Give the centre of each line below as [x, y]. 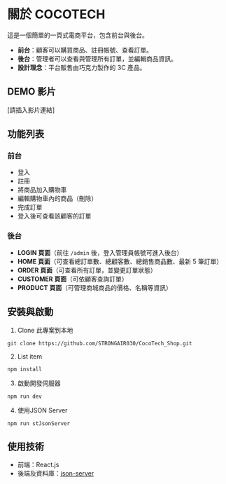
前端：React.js [38, 465]
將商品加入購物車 [42, 190]
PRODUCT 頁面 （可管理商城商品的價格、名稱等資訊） [95, 287]
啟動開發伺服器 [39, 383]
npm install [24, 369]
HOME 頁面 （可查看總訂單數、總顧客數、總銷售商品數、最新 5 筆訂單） [120, 261]
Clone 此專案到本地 [45, 330]
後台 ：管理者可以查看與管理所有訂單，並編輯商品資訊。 [97, 58]
